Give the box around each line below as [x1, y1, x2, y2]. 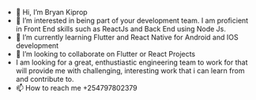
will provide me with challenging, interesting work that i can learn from [15, 66, 245, 75]
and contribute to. [15, 75, 74, 83]
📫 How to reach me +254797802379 [15, 83, 138, 92]
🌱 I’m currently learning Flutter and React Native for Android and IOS [15, 32, 239, 42]
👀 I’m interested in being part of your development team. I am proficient [15, 16, 249, 25]
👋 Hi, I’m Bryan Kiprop [15, 8, 88, 17]
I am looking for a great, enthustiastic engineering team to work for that [15, 57, 248, 67]
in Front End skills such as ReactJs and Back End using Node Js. [15, 24, 227, 33]
